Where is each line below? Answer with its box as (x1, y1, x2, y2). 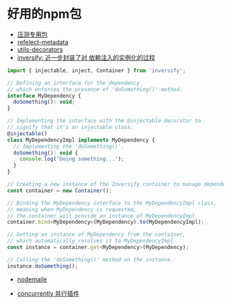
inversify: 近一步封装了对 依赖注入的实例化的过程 (16, 53, 156, 62)
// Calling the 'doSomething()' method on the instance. (7, 256, 174, 263)
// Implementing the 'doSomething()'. (13, 143, 125, 150)
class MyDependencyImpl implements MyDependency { (7, 137, 155, 143)
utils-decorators (16, 45, 63, 54)
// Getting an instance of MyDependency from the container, (7, 231, 186, 238)
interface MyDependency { (7, 92, 81, 100)
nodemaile (16, 275, 47, 283)
